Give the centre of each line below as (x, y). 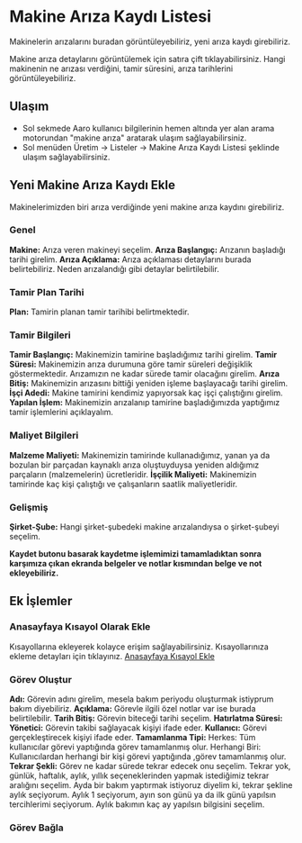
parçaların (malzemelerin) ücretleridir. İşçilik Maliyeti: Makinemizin (133, 474)
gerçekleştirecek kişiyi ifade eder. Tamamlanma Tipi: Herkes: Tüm (133, 738)
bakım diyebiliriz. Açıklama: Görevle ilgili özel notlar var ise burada (133, 709)
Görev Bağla (37, 828)
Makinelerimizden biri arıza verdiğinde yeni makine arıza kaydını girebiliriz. (147, 207)
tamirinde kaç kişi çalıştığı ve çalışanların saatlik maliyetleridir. (124, 484)
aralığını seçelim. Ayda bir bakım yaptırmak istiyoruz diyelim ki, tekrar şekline (151, 785)
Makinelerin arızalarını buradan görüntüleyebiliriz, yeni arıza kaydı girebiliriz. (150, 41)
